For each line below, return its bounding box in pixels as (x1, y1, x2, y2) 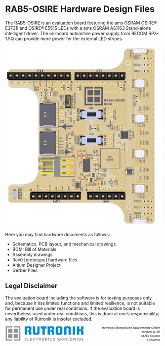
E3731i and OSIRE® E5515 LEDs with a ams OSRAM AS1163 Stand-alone (5, 25, 151, 31)
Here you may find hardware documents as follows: (5, 231, 110, 237)
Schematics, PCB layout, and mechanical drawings (12, 241, 116, 247)
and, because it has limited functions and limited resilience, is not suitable (5, 300, 155, 306)
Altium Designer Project (12, 262, 61, 268)
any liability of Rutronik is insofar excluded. (5, 316, 93, 322)
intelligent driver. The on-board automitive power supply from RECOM (5, 30, 147, 36)
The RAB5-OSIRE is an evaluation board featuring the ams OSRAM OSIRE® (5, 20, 157, 26)
